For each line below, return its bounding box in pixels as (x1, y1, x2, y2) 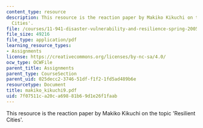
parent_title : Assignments (6, 65, 74, 71)
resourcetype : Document (6, 82, 66, 88)
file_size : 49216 (6, 31, 50, 37)
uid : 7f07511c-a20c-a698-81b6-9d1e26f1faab (6, 93, 118, 99)
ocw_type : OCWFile (6, 59, 53, 65)
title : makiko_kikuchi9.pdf (6, 88, 77, 94)
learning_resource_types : (6, 43, 71, 49)
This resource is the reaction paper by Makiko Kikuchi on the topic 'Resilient (6, 109, 196, 117)
